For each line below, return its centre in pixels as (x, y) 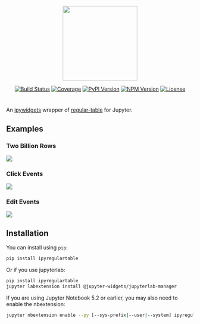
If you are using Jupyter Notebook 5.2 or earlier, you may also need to (92, 298)
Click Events (25, 174)
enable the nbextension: (36, 304)
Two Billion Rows (31, 146)
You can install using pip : (37, 248)
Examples (25, 129)
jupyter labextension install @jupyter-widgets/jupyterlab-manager (92, 286)
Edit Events (23, 202)
